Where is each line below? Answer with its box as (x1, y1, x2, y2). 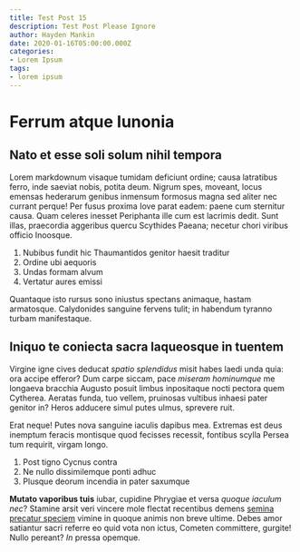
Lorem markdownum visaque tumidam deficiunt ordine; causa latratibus (9, 172, 278, 182)
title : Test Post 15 (9, 13, 88, 23)
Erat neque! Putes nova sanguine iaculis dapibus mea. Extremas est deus (9, 419, 283, 430)
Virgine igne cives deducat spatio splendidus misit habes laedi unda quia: (9, 363, 284, 374)
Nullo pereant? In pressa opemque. (9, 532, 140, 543)
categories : (9, 47, 54, 56)
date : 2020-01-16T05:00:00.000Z (9, 38, 131, 48)
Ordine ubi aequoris (22, 256, 97, 268)
